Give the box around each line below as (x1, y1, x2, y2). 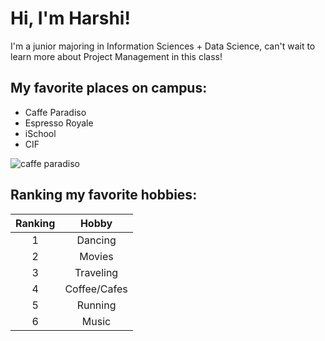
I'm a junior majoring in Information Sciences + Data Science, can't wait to (10, 40, 316, 52)
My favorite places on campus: (10, 80, 208, 97)
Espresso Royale (24, 117, 94, 129)
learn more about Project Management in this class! (10, 50, 223, 62)
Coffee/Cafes (64, 282, 128, 296)
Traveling (74, 265, 119, 279)
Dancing (76, 233, 117, 247)
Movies (79, 249, 114, 263)
